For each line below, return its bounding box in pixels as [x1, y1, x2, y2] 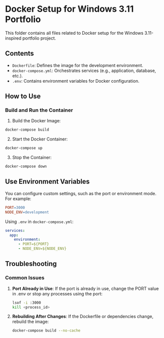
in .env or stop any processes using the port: [12, 291, 103, 296]
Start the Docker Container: [12, 136, 68, 142]
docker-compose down [5, 164, 47, 169]
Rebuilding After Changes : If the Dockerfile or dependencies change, [12, 314, 154, 319]
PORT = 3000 [5, 205, 25, 210]
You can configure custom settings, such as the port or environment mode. [5, 190, 157, 196]
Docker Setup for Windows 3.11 [5, 3, 134, 15]
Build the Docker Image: [12, 118, 61, 124]
